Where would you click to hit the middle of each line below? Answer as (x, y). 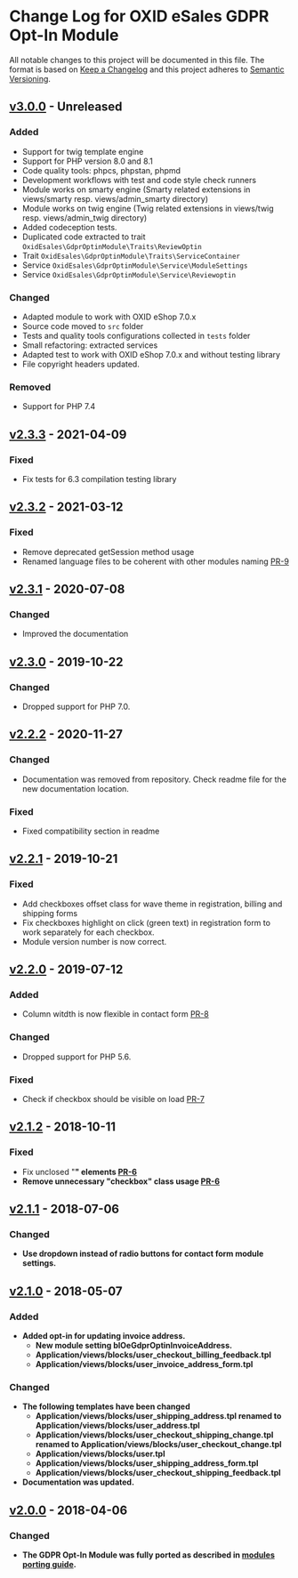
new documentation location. (75, 788)
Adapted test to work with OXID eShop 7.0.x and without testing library (151, 354)
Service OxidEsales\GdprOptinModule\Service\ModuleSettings (135, 265)
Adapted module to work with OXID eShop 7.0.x (109, 317)
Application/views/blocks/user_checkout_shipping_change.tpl (154, 1435)
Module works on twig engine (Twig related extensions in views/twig (148, 208)
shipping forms (50, 913)
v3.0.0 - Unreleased (66, 107)
